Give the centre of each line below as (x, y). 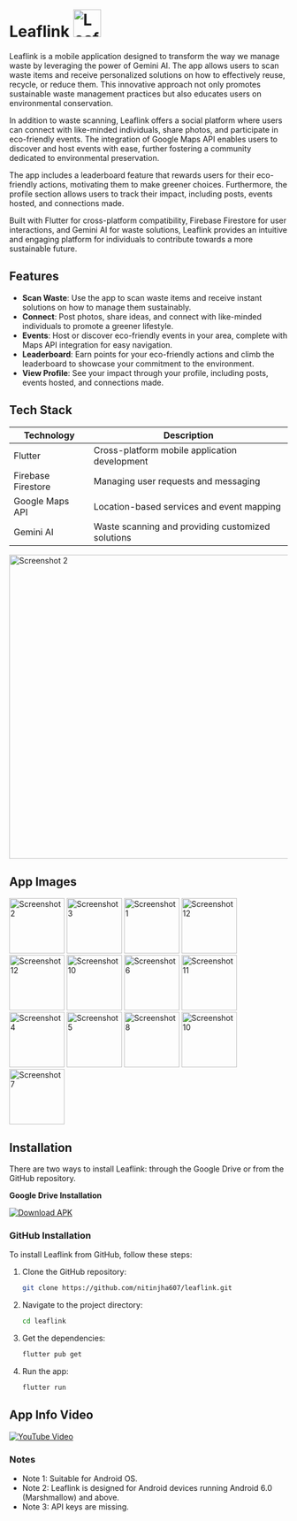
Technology (49, 435)
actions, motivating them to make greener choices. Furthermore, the (163, 184)
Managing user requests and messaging (177, 480)
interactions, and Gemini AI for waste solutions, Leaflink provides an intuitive (148, 229)
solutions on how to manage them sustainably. (107, 307)
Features (34, 277)
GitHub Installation (50, 1236)
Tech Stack (41, 410)
